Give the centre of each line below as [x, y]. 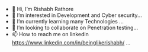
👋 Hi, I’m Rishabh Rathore [43, 9]
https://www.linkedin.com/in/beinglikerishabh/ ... [71, 43]
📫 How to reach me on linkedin [50, 34]
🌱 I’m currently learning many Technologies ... [68, 21]
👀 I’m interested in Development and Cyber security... [77, 15]
